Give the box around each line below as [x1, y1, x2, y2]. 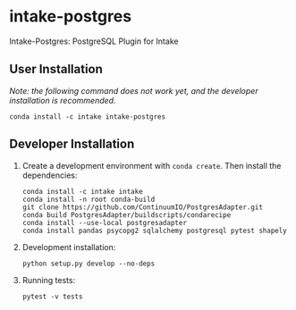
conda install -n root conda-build [21, 195, 156, 204]
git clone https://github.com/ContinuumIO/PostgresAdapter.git [21, 203, 264, 212]
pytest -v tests [21, 292, 83, 301]
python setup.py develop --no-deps [21, 259, 156, 268]
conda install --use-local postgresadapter [21, 218, 188, 227]
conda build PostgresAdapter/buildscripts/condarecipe [21, 210, 232, 220]
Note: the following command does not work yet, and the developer [9, 85, 258, 96]
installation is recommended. [9, 95, 116, 105]
